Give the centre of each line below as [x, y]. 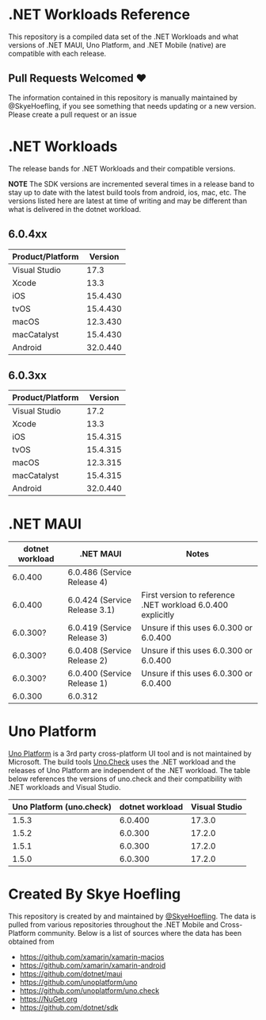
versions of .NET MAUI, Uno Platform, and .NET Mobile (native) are [117, 44]
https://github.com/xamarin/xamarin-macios [92, 957]
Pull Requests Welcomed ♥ [78, 78]
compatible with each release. [57, 53]
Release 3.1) [91, 610]
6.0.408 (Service [100, 651]
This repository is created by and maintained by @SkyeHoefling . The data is [132, 916]
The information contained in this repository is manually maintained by [123, 98]
